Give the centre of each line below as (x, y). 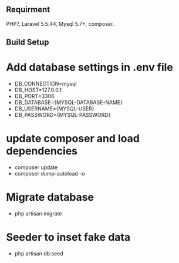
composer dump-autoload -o (50, 174)
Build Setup (28, 43)
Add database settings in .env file (89, 68)
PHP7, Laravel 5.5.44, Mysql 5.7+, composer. (60, 23)
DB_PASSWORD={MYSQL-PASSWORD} (63, 115)
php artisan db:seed (39, 253)
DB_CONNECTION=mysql (46, 84)
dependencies (42, 151)
